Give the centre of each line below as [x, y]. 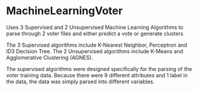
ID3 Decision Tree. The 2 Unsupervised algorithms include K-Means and [95, 51]
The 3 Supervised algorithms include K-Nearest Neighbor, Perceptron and [97, 45]
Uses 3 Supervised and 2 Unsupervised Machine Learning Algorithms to [95, 27]
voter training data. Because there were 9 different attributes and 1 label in [97, 75]
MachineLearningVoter [65, 11]
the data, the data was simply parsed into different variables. [80, 82]
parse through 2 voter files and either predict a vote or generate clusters [95, 33]
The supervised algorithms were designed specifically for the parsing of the [99, 69]
